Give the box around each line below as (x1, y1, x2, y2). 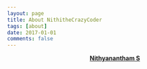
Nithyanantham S (90, 54, 140, 62)
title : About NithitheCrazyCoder (7, 16, 103, 23)
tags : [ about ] (7, 23, 48, 29)
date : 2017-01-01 (7, 29, 57, 36)
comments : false (7, 36, 53, 42)
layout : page (7, 10, 44, 17)
